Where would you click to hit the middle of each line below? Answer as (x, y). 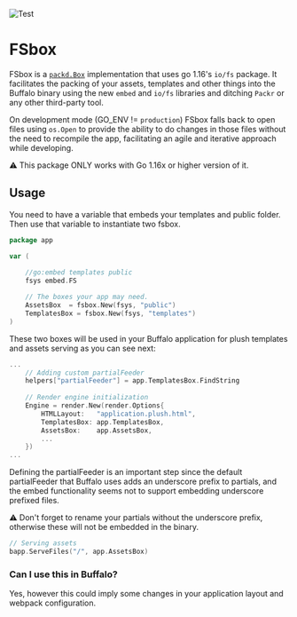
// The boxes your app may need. (87, 297)
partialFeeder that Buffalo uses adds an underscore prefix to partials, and (143, 482)
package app (31, 240)
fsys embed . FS (51, 281)
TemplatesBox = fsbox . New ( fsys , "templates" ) (111, 313)
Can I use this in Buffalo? (63, 574)
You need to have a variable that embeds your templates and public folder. (145, 214)
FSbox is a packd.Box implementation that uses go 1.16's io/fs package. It (143, 74)
